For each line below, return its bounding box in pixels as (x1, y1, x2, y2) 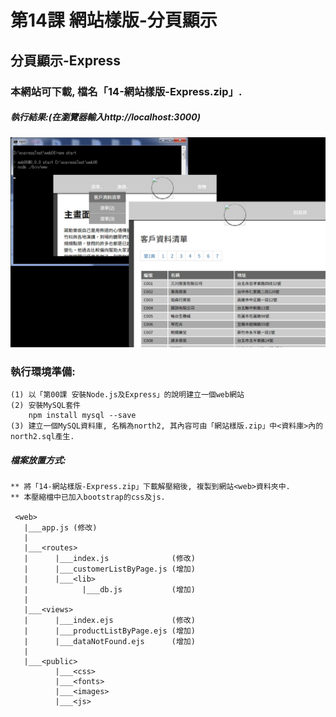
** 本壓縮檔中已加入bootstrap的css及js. (10, 492, 166, 503)
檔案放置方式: (10, 454, 67, 466)
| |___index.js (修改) (23, 554, 196, 564)
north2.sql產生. (10, 432, 75, 442)
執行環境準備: (10, 365, 76, 379)
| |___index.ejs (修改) (23, 616, 196, 626)
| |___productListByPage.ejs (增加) (23, 626, 196, 636)
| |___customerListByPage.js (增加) (23, 564, 196, 575)
